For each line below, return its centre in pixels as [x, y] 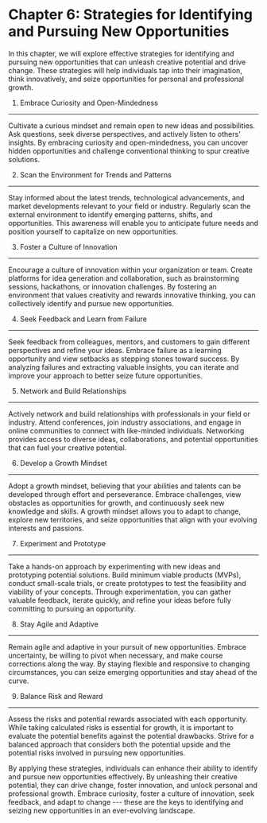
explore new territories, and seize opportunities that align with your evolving [133, 519]
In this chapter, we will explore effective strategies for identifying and [121, 53]
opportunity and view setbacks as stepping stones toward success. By [124, 359]
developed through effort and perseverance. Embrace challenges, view [125, 494]
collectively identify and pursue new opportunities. [91, 303]
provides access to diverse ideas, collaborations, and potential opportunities [133, 439]
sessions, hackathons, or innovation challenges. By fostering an [112, 286]
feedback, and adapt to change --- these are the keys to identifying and [126, 802]
